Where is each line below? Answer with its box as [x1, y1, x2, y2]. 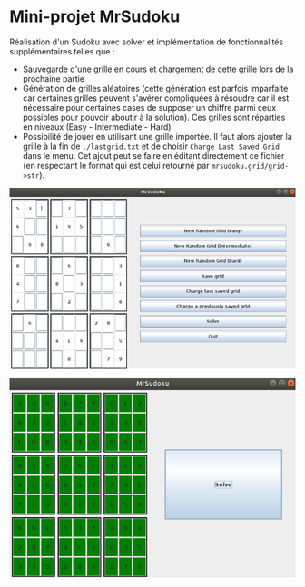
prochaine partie [22, 73, 84, 83]
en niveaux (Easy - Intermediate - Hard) [22, 121, 172, 132]
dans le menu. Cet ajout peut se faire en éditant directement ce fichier [22, 150, 285, 161]
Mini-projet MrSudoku [9, 6, 181, 27]
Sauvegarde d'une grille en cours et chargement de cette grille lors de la [22, 64, 294, 74]
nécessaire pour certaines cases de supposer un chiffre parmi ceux [22, 102, 277, 113]
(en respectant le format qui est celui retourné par [22, 160, 210, 171]
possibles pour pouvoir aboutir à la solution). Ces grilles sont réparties [22, 112, 286, 122]
